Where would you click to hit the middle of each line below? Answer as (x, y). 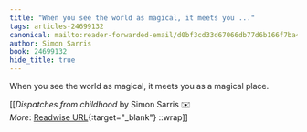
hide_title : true (42, 60)
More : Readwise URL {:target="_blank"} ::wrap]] (99, 117)
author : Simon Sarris (51, 43)
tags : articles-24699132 (57, 26)
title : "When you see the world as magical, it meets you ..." (132, 18)
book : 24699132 (38, 52)
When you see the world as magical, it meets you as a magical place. (139, 86)
